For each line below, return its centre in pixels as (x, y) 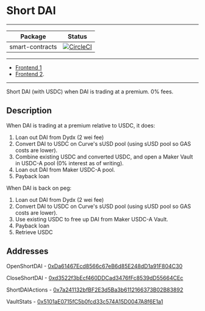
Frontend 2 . (30, 74)
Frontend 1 (28, 67)
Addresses (27, 252)
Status (77, 36)
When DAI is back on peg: (39, 188)
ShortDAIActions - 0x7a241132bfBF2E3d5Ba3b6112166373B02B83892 (95, 290)
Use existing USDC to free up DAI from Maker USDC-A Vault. (92, 219)
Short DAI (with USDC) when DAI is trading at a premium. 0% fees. (90, 91)
